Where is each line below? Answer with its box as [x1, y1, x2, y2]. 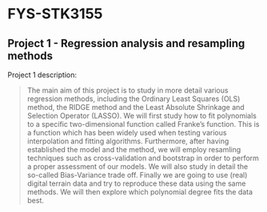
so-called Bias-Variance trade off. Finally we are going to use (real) [26, 171, 248, 179]
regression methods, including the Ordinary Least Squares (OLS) [26, 94, 241, 104]
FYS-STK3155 [7, 5, 103, 23]
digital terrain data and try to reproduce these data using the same [26, 179, 246, 188]
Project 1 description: [7, 70, 78, 80]
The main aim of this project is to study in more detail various [26, 85, 229, 95]
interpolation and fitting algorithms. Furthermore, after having [26, 136, 229, 146]
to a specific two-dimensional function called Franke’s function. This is [26, 120, 260, 128]
